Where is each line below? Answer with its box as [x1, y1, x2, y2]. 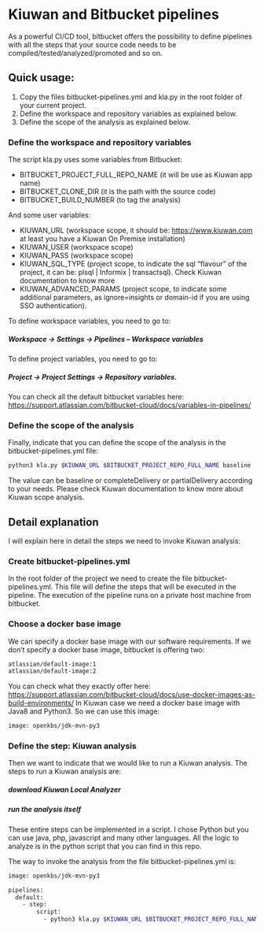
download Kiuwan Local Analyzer [8, 785, 122, 795]
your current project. [19, 100, 87, 109]
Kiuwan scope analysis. [8, 492, 85, 502]
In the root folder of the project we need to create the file [8, 573, 192, 584]
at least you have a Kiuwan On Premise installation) [19, 234, 186, 243]
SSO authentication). [19, 301, 87, 310]
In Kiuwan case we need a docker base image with [75, 699, 240, 708]
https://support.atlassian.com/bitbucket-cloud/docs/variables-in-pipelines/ [8, 400, 251, 410]
